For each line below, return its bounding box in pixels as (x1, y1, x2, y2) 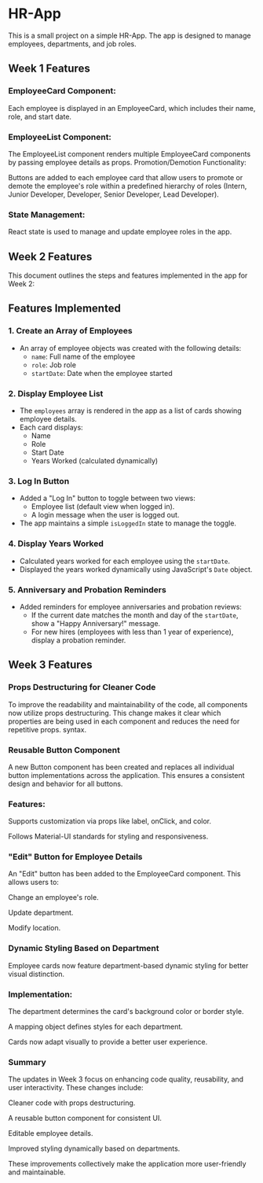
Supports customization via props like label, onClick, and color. (8, 816, 212, 826)
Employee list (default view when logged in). (31, 502, 175, 511)
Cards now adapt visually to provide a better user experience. (8, 1037, 208, 1047)
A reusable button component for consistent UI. (8, 1114, 163, 1123)
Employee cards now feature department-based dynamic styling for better (8, 960, 249, 970)
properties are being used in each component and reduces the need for (8, 717, 240, 726)
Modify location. (8, 923, 61, 933)
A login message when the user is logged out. (31, 510, 180, 520)
